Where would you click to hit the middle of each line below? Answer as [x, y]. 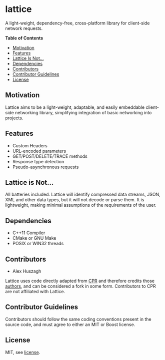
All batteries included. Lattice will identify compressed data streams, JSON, [83, 194]
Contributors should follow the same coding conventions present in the [78, 319]
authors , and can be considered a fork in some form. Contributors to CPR [80, 286]
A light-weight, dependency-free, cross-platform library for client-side [77, 23]
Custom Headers [30, 145]
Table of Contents [24, 38]
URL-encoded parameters [39, 151]
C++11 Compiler [29, 233]
